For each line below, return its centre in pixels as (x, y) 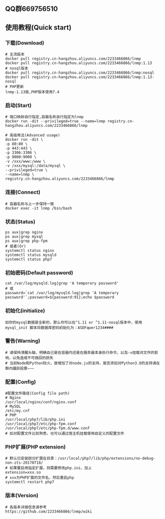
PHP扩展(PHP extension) (36, 447)
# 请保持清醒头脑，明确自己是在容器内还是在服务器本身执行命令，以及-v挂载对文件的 (80, 352)
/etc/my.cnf (17, 411)
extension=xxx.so (23, 472)
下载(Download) (25, 43)
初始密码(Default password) (39, 273)
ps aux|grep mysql (24, 236)
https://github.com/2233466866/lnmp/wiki (49, 512)
